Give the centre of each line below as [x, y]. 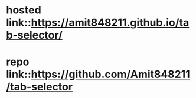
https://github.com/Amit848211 [110, 75]
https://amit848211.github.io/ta [110, 23]
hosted [24, 10]
